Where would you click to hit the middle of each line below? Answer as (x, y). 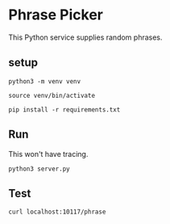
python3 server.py (39, 169)
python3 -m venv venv (45, 81)
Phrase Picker (56, 15)
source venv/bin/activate (52, 95)
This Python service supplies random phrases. (85, 37)
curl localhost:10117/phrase (57, 212)
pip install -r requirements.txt (64, 110)
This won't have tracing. (48, 154)
